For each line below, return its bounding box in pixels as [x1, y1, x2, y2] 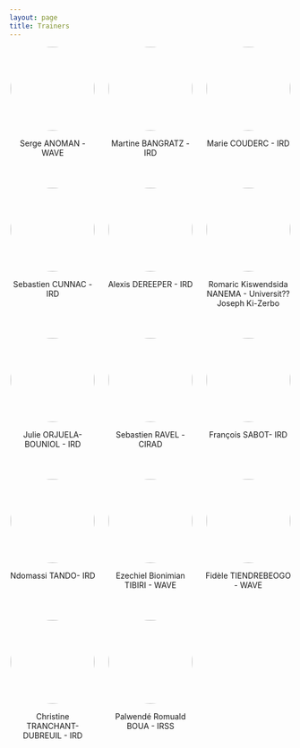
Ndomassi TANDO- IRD [10, 570, 96, 581]
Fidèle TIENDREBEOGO [205, 570, 291, 581]
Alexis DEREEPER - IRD [107, 278, 193, 289]
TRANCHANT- [26, 720, 80, 731]
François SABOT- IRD [209, 429, 288, 439]
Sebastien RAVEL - [116, 429, 185, 439]
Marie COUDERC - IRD [206, 138, 290, 149]
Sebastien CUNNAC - [13, 278, 92, 289]
